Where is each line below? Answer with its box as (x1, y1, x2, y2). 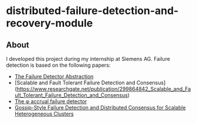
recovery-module (6, 16, 93, 30)
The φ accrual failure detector (14, 98, 87, 105)
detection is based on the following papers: (6, 61, 111, 69)
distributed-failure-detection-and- (6, 4, 179, 18)
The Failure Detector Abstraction (14, 73, 94, 80)
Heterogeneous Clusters (14, 110, 74, 117)
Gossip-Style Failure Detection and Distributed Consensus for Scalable (14, 104, 186, 111)
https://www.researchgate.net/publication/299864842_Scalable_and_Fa (16, 86, 191, 92)
